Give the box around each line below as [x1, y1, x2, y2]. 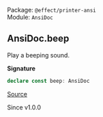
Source [7, 90, 27, 98]
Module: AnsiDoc [7, 13, 53, 21]
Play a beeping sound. [7, 51, 70, 59]
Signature [7, 64, 36, 73]
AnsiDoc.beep [7, 33, 70, 44]
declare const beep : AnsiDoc [7, 77, 90, 84]
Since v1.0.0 [7, 103, 41, 112]
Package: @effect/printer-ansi [7, 6, 97, 14]
